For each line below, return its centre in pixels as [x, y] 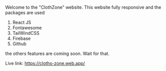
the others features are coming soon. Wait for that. [57, 53]
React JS [22, 22]
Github [19, 44]
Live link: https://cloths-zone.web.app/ [45, 63]
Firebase [22, 38]
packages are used [25, 13]
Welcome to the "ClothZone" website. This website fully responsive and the [83, 7]
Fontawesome [27, 28]
